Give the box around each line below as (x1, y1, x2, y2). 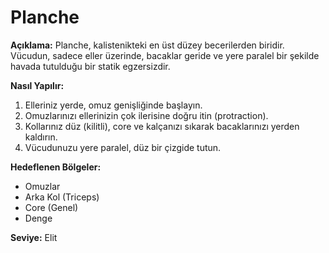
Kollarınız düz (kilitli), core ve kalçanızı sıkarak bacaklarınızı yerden (24, 120, 300, 132)
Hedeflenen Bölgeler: (10, 161, 102, 173)
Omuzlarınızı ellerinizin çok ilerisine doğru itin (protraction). (24, 109, 269, 121)
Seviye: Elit (10, 231, 58, 243)
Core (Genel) (24, 201, 79, 213)
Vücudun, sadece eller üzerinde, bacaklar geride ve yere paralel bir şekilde (10, 49, 320, 61)
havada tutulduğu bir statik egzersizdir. (10, 60, 171, 72)
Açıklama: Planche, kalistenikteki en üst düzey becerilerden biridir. (10, 39, 285, 51)
